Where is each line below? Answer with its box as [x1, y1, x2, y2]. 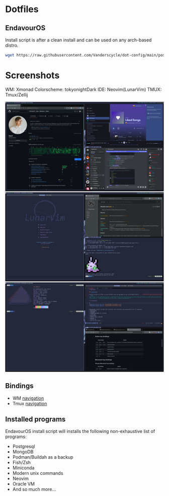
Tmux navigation [12, 400, 47, 406]
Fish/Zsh [12, 460, 31, 466]
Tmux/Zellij [5, 92, 29, 98]
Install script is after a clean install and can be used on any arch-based [5, 37, 152, 43]
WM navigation [12, 395, 44, 401]
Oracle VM [12, 481, 35, 487]
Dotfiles [5, 4, 39, 15]
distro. [5, 42, 19, 48]
